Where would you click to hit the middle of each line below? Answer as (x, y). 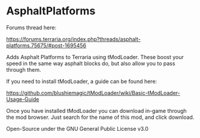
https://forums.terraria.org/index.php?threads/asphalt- (73, 39)
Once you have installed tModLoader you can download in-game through (96, 111)
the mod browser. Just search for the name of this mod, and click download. (100, 117)
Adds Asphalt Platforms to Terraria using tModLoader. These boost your (95, 57)
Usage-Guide (23, 99)
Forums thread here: (31, 27)
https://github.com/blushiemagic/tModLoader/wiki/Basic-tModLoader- (93, 93)
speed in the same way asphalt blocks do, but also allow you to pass (91, 63)
